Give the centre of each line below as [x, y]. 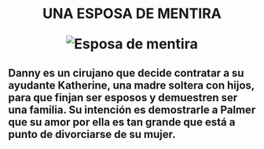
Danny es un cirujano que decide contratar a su [126, 73]
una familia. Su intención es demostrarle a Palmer [132, 109]
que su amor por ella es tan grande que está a [122, 122]
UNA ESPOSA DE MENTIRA [132, 14]
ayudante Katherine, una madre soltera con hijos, [132, 85]
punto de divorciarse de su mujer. [92, 134]
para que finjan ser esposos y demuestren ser [123, 98]
